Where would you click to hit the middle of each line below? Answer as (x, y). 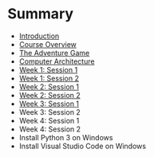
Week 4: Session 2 (50, 129)
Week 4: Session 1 (49, 120)
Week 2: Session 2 (49, 95)
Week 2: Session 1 (49, 86)
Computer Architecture (57, 61)
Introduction (39, 36)
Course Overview (48, 44)
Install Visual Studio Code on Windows (83, 146)
